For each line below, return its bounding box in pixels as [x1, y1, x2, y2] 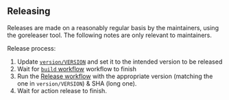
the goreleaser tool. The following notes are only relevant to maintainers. [7, 31, 213, 39]
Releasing [7, 5, 51, 17]
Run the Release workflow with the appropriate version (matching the [16, 72, 213, 80]
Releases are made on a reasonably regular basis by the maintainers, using [7, 23, 219, 32]
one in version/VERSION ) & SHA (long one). [16, 79, 137, 88]
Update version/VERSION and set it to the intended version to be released [16, 58, 223, 66]
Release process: [7, 44, 56, 52]
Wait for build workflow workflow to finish [16, 64, 137, 73]
